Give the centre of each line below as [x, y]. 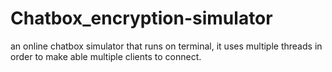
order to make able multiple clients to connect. [106, 56]
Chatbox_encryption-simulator [141, 18]
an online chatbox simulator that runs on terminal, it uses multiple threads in [166, 46]
